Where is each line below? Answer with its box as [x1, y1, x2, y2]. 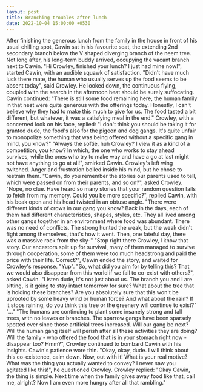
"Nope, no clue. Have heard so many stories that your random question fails [6, 185, 196, 193]
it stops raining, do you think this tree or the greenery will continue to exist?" [6, 301, 197, 309]
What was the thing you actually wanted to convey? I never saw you [6, 360, 176, 367]
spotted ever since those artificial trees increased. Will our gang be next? [6, 321, 189, 328]
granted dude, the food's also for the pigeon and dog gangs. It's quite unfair [6, 127, 196, 134]
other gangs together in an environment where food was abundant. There [6, 218, 190, 225]
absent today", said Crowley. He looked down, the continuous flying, [6, 82, 177, 89]
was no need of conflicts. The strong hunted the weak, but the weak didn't [6, 224, 193, 232]
